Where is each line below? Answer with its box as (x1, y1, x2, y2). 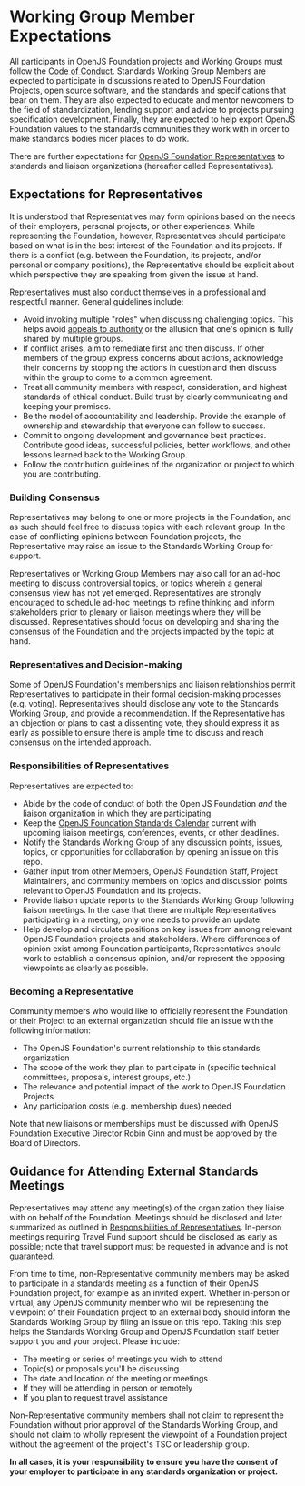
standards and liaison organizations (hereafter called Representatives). (9, 160, 274, 171)
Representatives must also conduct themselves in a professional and (9, 286, 267, 297)
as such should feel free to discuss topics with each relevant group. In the (9, 521, 286, 533)
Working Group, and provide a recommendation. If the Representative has (9, 708, 286, 719)
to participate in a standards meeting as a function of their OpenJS (9, 1278, 259, 1289)
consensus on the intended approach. (9, 737, 152, 748)
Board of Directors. (9, 1137, 81, 1148)
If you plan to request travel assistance (22, 1391, 168, 1402)
